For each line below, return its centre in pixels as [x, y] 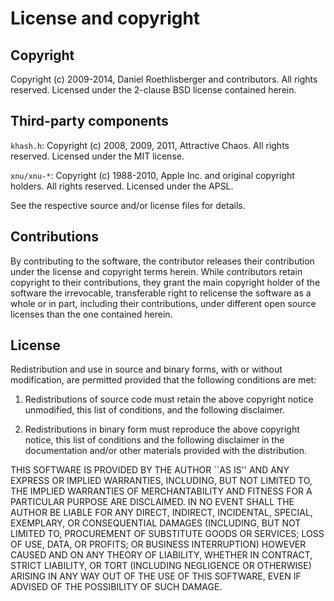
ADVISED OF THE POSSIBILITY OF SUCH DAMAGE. [116, 587]
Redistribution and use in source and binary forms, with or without [146, 369]
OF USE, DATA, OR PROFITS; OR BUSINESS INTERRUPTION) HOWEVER [158, 544]
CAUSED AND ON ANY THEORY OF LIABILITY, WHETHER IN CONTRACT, [161, 555]
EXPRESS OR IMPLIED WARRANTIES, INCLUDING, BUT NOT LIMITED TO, [161, 481]
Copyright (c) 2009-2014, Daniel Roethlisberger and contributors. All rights [164, 79]
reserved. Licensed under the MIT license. [97, 156]
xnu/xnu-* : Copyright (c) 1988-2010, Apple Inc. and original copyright [152, 175]
